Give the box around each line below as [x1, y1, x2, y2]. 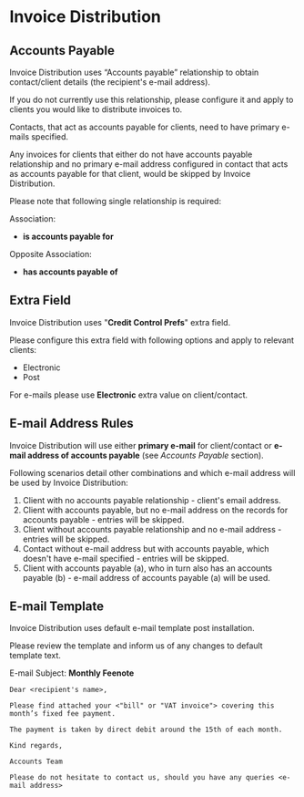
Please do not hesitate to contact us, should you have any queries [9, 773, 275, 782]
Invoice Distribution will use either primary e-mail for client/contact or [9, 440, 272, 450]
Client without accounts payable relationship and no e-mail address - [22, 523, 282, 534]
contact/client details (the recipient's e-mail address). [9, 77, 211, 88]
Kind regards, [9, 741, 64, 750]
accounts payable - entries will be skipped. [22, 513, 185, 525]
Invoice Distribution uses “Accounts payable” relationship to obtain [9, 67, 259, 78]
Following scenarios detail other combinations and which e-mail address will [9, 467, 296, 478]
